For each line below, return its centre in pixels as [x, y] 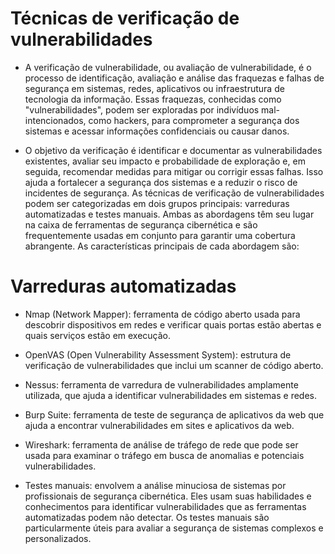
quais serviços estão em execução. [98, 335]
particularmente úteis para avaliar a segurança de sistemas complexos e [174, 528]
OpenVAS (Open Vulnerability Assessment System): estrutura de [158, 354]
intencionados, [55, 120]
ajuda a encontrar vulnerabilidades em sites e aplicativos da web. [159, 425]
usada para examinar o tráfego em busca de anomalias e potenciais [164, 455]
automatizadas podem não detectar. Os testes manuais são [147, 517]
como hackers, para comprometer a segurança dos [194, 120]
